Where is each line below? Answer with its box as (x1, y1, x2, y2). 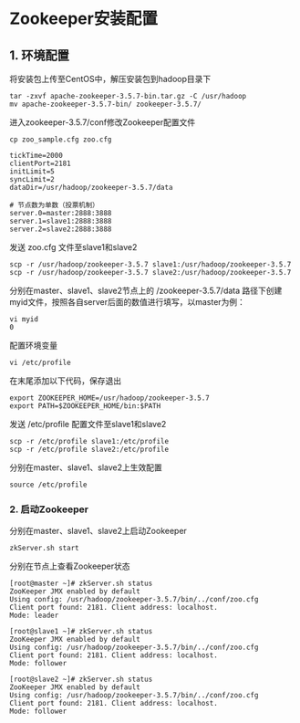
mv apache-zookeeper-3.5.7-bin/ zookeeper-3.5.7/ (9, 100, 202, 109)
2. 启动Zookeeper (9, 503, 89, 516)
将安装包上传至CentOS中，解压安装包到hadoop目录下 (9, 74, 212, 84)
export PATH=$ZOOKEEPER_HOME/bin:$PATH (9, 402, 161, 411)
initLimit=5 (9, 167, 55, 176)
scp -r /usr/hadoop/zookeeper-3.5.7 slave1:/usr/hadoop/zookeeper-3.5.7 (9, 260, 292, 269)
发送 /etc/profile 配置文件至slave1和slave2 (9, 419, 167, 429)
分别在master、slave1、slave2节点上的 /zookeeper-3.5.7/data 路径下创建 (9, 285, 283, 296)
